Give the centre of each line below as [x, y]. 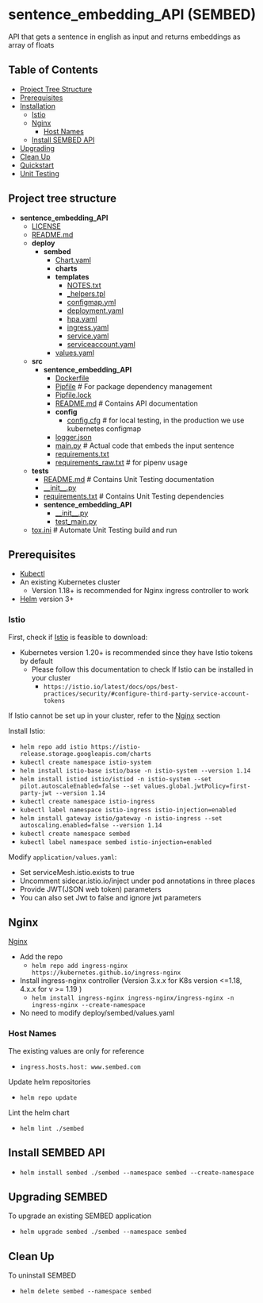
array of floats [31, 44]
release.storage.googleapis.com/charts [86, 754]
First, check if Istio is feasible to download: [78, 637]
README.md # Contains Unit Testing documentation [129, 479]
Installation [38, 106]
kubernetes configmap [104, 428]
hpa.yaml [82, 318]
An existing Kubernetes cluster [70, 582]
